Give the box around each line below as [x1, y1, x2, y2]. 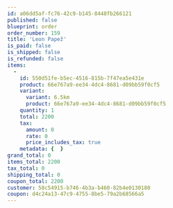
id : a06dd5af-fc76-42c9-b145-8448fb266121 [7, 10, 132, 17]
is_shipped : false [7, 49, 60, 56]
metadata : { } [19, 146, 64, 153]
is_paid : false [7, 42, 51, 49]
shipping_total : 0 [7, 171, 60, 178]
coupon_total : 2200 [7, 177, 64, 184]
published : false [7, 17, 58, 24]
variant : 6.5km [25, 94, 70, 101]
